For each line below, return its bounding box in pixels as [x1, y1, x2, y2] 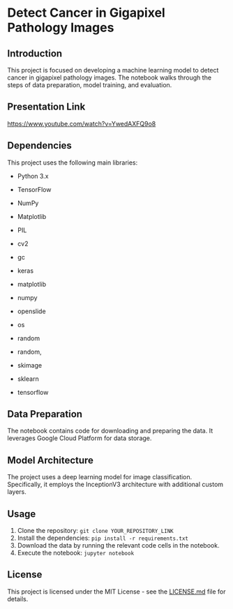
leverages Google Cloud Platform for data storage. [7, 434, 152, 442]
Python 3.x [17, 172, 49, 180]
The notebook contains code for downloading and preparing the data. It [7, 427, 213, 435]
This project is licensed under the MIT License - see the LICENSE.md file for [7, 587, 226, 596]
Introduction [7, 47, 63, 59]
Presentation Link [7, 101, 86, 113]
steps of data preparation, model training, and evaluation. [7, 81, 172, 89]
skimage [17, 361, 43, 369]
